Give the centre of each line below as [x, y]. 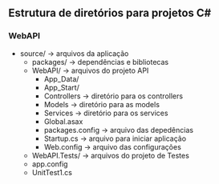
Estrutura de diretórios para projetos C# [110, 13]
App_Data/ [61, 78]
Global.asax [63, 121]
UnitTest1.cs [52, 172]
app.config [50, 164]
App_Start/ [62, 87]
